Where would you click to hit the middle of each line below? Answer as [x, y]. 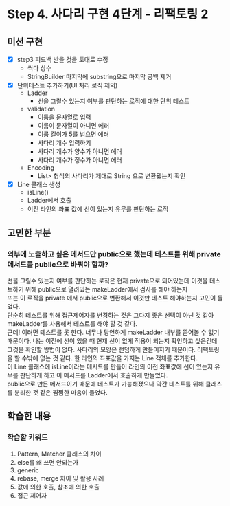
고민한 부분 [29, 233]
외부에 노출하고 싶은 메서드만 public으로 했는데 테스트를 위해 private [114, 254]
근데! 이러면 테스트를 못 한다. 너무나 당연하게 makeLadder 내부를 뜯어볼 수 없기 [113, 332]
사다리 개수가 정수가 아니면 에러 [80, 160]
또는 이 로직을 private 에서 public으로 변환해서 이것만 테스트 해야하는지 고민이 [112, 298]
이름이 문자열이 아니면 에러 [73, 126]
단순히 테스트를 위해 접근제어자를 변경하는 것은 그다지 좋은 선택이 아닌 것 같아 [111, 315]
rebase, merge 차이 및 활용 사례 [60, 478]
